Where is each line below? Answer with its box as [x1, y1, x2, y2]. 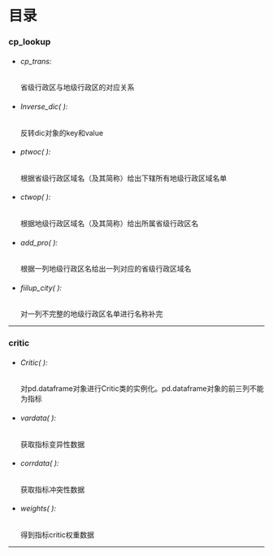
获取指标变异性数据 [19, 439, 85, 449]
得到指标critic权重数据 [19, 530, 95, 540]
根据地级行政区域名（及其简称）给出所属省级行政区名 [19, 218, 199, 228]
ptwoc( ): [19, 147, 51, 157]
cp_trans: [19, 56, 52, 66]
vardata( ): [19, 413, 57, 423]
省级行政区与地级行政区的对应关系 [19, 82, 135, 93]
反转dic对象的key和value [19, 128, 104, 137]
